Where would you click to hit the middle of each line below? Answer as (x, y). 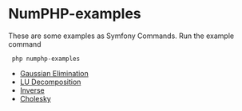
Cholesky (36, 98)
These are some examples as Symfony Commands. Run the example (121, 36)
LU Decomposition (50, 82)
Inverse (32, 90)
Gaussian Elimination (54, 73)
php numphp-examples (46, 59)
